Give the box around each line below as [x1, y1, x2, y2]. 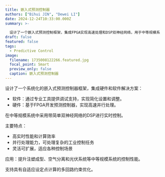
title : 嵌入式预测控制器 [5, 7, 50, 12]
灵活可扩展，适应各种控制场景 [12, 146, 73, 151]
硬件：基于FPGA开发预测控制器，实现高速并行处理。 [12, 102, 119, 108]
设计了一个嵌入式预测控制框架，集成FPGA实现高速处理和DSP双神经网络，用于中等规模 [9, 30, 157, 35]
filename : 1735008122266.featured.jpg [9, 58, 89, 62]
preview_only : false [9, 67, 52, 72]
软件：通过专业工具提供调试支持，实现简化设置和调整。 [12, 95, 124, 101]
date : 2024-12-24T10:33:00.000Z [5, 16, 71, 21]
